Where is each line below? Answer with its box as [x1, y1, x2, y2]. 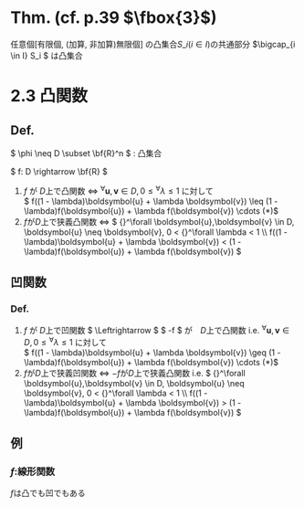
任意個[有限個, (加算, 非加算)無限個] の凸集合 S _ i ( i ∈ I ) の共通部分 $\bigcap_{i [10, 38, 296, 49]
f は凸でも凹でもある [10, 488, 86, 499]
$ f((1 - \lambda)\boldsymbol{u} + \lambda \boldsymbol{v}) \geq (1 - [23, 346, 281, 358]
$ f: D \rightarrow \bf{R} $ [10, 165, 109, 176]
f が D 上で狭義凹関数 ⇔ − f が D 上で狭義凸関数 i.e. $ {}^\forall [23, 367, 246, 378]
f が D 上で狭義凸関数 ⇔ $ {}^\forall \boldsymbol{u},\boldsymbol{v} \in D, [23, 216, 295, 227]
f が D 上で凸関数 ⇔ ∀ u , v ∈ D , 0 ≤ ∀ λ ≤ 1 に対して [23, 184, 214, 196]
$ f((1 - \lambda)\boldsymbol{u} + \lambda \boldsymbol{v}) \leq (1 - [23, 195, 278, 206]
